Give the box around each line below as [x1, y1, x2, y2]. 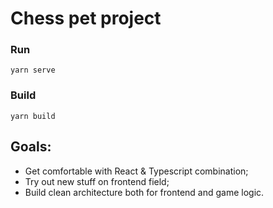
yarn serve [10, 65, 56, 76]
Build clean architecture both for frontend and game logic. [24, 186, 265, 198]
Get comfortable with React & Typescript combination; [24, 165, 249, 177]
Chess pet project [10, 7, 162, 30]
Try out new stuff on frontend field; [24, 175, 170, 187]
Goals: [10, 138, 52, 156]
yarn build [10, 111, 56, 121]
